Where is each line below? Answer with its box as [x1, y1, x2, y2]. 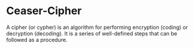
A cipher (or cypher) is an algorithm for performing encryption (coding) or [6, 24, 189, 31]
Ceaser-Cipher [6, 4, 82, 18]
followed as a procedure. [6, 36, 68, 43]
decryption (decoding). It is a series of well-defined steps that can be [6, 30, 178, 37]
